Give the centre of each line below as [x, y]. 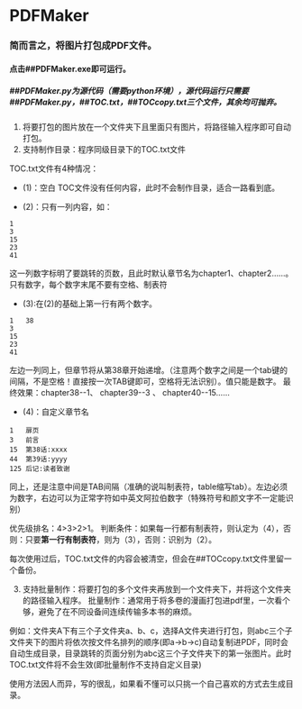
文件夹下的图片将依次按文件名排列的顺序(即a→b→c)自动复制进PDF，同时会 [149, 641]
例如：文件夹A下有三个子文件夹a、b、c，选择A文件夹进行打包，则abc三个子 [151, 631]
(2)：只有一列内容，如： [67, 206]
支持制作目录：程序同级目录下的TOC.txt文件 [104, 149]
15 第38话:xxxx [38, 450]
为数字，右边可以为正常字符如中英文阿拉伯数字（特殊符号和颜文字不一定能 [147, 497]
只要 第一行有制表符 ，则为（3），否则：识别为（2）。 [121, 539]
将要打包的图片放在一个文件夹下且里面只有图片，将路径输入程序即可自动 [156, 126]
